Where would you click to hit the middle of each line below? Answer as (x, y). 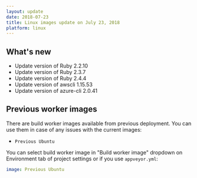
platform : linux (26, 28)
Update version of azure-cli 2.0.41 (56, 91)
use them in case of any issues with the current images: (74, 129)
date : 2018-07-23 (27, 17)
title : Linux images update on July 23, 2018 (63, 22)
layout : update (25, 11)
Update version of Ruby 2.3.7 (50, 72)
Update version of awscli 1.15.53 (54, 85)
